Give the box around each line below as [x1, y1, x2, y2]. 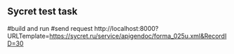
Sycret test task [7, 6, 78, 18]
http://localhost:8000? [94, 24, 159, 32]
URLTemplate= [7, 32, 50, 40]
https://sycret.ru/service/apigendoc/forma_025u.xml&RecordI [49, 32, 227, 40]
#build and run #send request [7, 24, 93, 32]
